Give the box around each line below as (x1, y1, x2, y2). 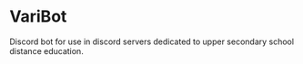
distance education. (9, 45, 84, 56)
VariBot (9, 6, 67, 27)
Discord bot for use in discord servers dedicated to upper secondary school (9, 36, 294, 47)
